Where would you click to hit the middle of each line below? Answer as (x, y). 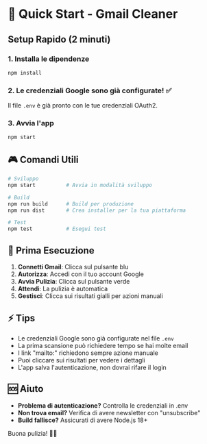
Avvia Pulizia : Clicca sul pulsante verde (74, 281)
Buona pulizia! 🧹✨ (33, 433)
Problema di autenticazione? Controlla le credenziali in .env (103, 405)
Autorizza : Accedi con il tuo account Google (81, 274)
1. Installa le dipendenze (49, 59)
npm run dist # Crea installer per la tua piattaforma (97, 210)
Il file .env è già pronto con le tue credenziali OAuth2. (83, 106)
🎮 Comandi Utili (43, 159)
